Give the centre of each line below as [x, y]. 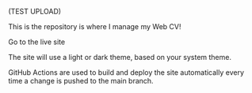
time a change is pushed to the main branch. [81, 81]
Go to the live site [37, 42]
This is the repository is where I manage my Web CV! [95, 26]
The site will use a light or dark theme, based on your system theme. [120, 57]
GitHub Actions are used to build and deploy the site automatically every [126, 73]
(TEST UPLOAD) [35, 11]
